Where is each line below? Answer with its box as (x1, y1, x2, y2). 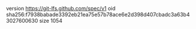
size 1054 (39, 17, 63, 24)
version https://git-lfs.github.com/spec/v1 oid (6, 5, 116, 12)
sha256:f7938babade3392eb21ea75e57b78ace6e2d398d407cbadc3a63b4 (6, 11, 190, 18)
